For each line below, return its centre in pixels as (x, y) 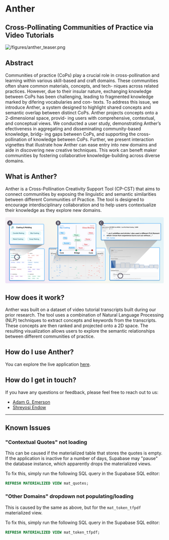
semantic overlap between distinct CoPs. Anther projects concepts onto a (82, 112)
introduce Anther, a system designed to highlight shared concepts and (78, 107)
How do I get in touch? (41, 380)
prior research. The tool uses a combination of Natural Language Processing (84, 315)
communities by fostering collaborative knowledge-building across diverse (82, 155)
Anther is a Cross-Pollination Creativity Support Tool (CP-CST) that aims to (83, 189)
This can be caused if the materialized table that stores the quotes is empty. (84, 453)
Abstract (19, 63)
